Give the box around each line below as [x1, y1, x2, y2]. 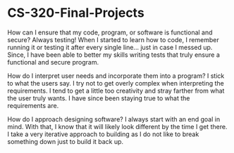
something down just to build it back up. [7, 137, 124, 145]
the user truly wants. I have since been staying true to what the [7, 93, 190, 102]
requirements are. [7, 101, 59, 109]
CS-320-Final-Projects [7, 5, 144, 21]
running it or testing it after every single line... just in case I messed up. [7, 43, 213, 51]
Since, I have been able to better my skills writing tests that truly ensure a [7, 51, 220, 59]
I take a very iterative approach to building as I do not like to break [7, 130, 199, 138]
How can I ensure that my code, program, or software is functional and [7, 28, 213, 36]
